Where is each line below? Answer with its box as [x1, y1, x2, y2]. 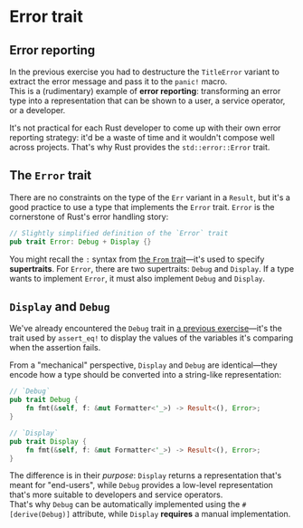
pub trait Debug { [9, 396, 79, 405]
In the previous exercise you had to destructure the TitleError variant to [9, 66, 280, 77]
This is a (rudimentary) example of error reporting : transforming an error [9, 86, 281, 96]
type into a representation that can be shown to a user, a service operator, [9, 95, 286, 106]
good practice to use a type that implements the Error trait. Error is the [9, 201, 275, 212]
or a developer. [9, 105, 66, 115]
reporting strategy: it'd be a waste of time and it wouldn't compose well [9, 132, 276, 142]
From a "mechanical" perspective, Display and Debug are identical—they [9, 360, 278, 370]
